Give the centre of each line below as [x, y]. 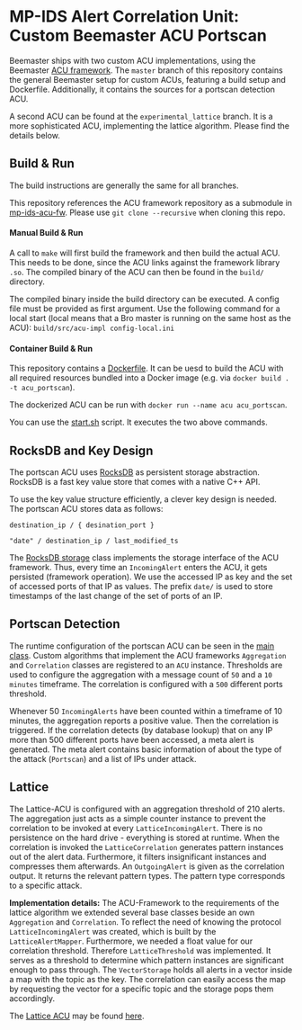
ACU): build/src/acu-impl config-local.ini [92, 327]
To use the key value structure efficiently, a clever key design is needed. [143, 499]
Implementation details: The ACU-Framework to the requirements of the [144, 902]
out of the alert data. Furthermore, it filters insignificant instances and [138, 856]
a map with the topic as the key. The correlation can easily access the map [147, 979]
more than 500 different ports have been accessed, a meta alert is [132, 739]
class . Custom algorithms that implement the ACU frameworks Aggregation [148, 655]
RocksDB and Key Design [81, 450]
